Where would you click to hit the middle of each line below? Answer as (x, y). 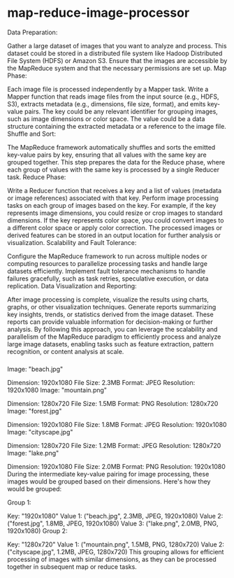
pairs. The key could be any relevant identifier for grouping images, (121, 111)
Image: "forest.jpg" (35, 411)
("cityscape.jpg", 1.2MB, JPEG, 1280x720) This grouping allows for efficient (116, 552)
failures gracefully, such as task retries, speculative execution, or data (108, 279)
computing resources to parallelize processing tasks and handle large (108, 263)
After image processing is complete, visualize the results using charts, (108, 299)
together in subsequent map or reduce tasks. (72, 567)
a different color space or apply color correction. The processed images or (115, 227)
